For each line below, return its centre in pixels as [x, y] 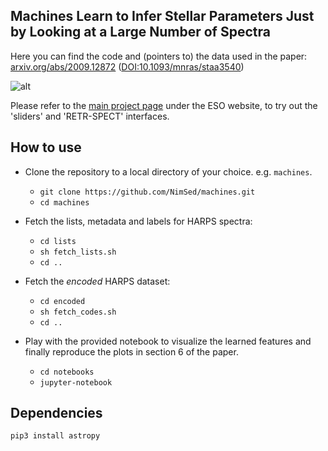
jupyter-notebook [76, 382]
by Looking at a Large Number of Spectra [140, 32]
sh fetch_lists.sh [78, 252]
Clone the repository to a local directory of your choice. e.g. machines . [168, 171]
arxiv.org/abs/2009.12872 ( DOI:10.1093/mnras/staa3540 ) [127, 66]
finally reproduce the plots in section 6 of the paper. [131, 351]
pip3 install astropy [55, 436]
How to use [46, 147]
